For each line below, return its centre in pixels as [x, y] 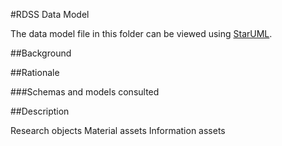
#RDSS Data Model [50, 14]
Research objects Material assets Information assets [118, 130]
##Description [40, 111]
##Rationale [35, 72]
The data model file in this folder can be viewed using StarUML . [141, 33]
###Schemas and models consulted [85, 92]
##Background [41, 53]
